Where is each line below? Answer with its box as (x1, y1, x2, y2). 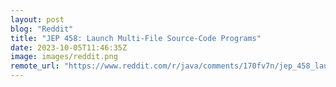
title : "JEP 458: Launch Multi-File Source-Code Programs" (10, 33, 262, 43)
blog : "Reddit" (10, 24, 74, 34)
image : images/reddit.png (10, 52, 118, 62)
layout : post (10, 14, 65, 25)
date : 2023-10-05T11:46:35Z (10, 42, 128, 53)
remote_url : (10, 61, 60, 71)
